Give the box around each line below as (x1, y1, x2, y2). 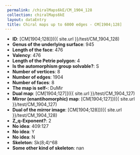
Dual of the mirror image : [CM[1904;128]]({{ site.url (12, 107, 122, 113)
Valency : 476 (12, 52, 42, 59)
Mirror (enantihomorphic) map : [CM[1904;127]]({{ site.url (12, 96, 135, 102)
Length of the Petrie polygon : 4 (12, 57, 81, 64)
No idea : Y (12, 129, 35, 135)
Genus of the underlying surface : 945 (12, 42, 94, 48)
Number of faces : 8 (12, 80, 55, 86)
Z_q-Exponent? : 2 (12, 118, 52, 124)
